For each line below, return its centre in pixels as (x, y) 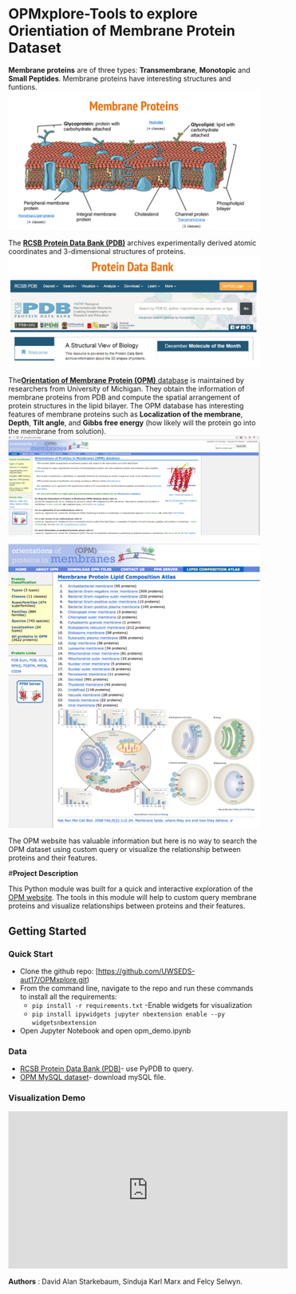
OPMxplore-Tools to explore (103, 14)
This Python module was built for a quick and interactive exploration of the (131, 889)
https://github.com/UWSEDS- (147, 971)
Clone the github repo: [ (59, 971)
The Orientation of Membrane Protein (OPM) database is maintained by (126, 380)
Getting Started (47, 931)
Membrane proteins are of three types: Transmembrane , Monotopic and (130, 70)
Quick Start (31, 954)
